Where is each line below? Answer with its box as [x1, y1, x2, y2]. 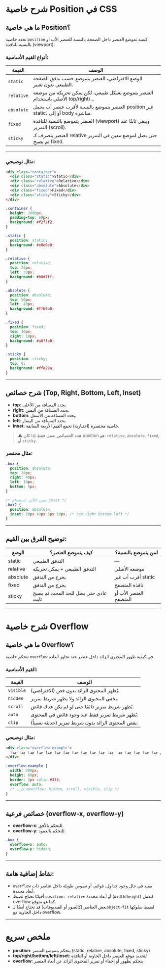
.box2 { [5, 502, 22, 507]
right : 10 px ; [10, 334, 37, 339]
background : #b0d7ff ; [10, 275, 55, 280]
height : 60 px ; [10, 773, 39, 778]
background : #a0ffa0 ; [10, 338, 55, 343]
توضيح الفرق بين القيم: [5, 534, 67, 543]
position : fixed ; [10, 324, 46, 330]
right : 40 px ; [10, 475, 37, 480]
